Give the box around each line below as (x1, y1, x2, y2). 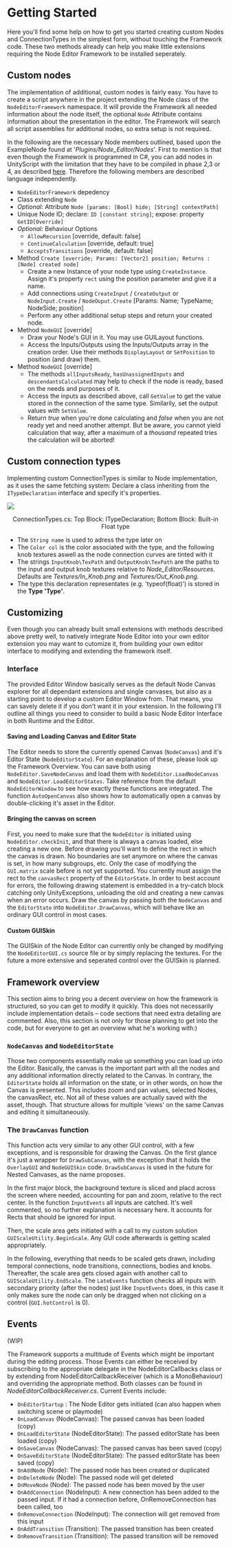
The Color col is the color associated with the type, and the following (16, 543, 214, 551)
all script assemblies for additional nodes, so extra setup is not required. (7, 124, 212, 132)
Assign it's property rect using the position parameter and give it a (27, 274, 217, 283)
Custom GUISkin (7, 926, 56, 935)
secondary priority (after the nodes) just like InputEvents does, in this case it (7, 1284, 224, 1292)
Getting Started (7, 5, 98, 21)
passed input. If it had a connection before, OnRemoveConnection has (16, 1495, 217, 1504)
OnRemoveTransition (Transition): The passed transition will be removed (16, 1532, 219, 1540)
